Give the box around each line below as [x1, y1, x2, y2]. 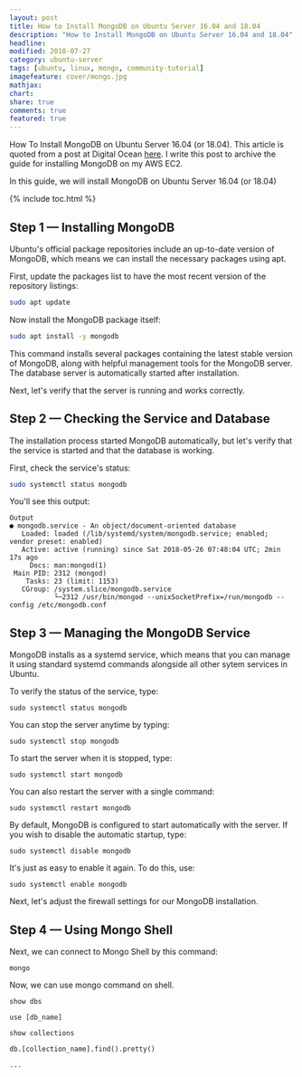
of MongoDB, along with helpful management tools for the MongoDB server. [9, 357, 293, 368]
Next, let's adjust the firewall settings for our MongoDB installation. [9, 896, 259, 907]
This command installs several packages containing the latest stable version [9, 348, 294, 358]
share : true [9, 97, 54, 107]
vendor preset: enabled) [9, 538, 103, 547]
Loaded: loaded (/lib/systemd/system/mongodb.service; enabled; [21, 529, 269, 538]
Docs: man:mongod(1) [29, 561, 107, 570]
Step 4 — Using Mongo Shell [9, 922, 174, 938]
